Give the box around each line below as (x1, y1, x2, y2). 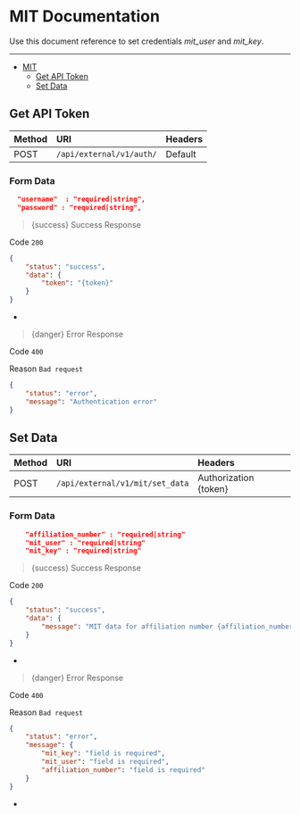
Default (165, 147, 196, 160)
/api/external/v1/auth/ (56, 149, 158, 159)
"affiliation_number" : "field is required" (41, 765, 205, 774)
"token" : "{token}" (41, 279, 114, 287)
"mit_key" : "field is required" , (41, 749, 166, 758)
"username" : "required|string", (17, 195, 146, 204)
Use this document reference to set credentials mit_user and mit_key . (9, 36, 264, 46)
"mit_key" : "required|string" (25, 546, 142, 555)
